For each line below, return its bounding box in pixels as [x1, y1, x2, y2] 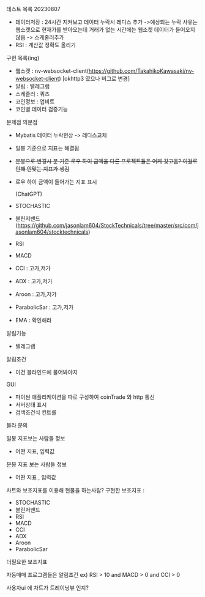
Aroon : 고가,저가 [15, 291, 57, 298]
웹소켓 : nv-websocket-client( [15, 67, 89, 75]
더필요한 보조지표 [6, 558, 48, 565]
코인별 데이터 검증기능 [15, 106, 69, 113]
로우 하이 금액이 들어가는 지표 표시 [15, 178, 97, 185]
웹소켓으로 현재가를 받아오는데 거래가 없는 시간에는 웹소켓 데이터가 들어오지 [15, 26, 196, 33]
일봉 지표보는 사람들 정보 [6, 435, 65, 442]
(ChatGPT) [15, 190, 43, 198]
